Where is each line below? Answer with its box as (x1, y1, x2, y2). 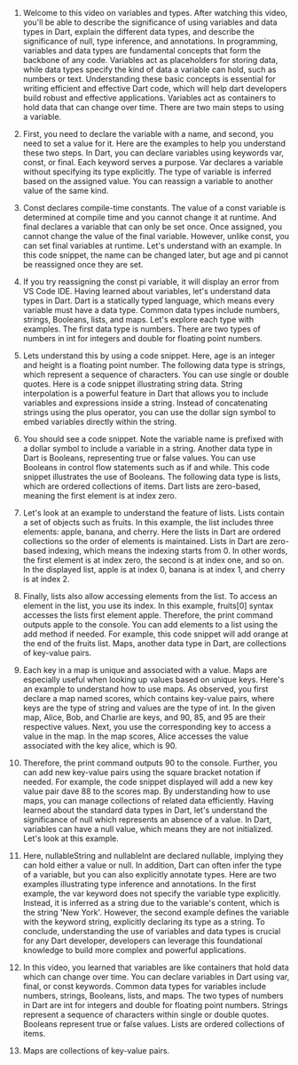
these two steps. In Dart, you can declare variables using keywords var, (22, 148, 285, 158)
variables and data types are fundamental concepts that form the (22, 45, 261, 56)
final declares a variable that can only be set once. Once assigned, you (22, 221, 283, 232)
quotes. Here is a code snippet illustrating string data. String (22, 379, 243, 389)
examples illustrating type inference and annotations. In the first (22, 879, 256, 889)
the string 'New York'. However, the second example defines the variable (22, 907, 289, 917)
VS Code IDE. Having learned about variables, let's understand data (22, 286, 271, 296)
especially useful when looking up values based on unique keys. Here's (22, 675, 285, 685)
